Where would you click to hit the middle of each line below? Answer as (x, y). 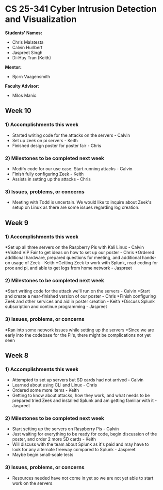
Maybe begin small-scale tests (43, 455)
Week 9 (17, 223)
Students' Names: (24, 33)
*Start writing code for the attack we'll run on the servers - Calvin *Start (78, 291)
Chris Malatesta (28, 42)
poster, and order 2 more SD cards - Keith (54, 439)
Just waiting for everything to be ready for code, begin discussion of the (84, 434)
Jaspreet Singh (27, 53)
